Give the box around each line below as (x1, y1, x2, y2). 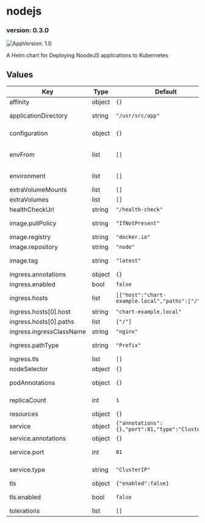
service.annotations (9, 435, 67, 443)
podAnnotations (9, 378, 56, 387)
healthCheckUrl (9, 206, 55, 214)
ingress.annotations (9, 270, 66, 279)
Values (6, 69, 34, 80)
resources (9, 410, 38, 419)
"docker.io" (115, 234, 151, 240)
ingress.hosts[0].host (9, 308, 71, 316)
